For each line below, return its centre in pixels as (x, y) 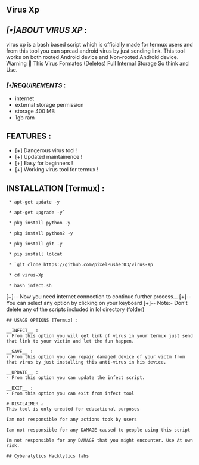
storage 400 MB (35, 111)
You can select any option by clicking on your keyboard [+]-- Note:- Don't (97, 303)
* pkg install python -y (39, 223)
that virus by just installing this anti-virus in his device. (86, 362)
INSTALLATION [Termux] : (55, 188)
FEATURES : (29, 136)
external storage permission (49, 104)
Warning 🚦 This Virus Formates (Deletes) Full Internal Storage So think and (97, 64)
